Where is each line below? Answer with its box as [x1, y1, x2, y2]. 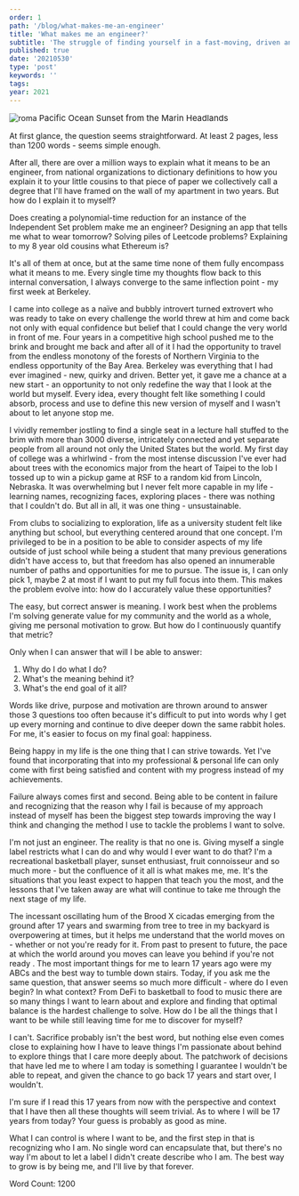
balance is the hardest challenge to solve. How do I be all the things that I [9, 1005, 278, 1015]
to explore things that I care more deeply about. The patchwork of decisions [9, 1051, 288, 1062]
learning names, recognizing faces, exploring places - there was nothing [9, 490, 276, 501]
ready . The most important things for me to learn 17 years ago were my [9, 958, 272, 968]
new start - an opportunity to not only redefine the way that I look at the [9, 379, 272, 390]
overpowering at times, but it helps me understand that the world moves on [9, 929, 286, 940]
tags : [9, 79, 29, 88]
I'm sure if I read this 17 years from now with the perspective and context [9, 1096, 277, 1107]
